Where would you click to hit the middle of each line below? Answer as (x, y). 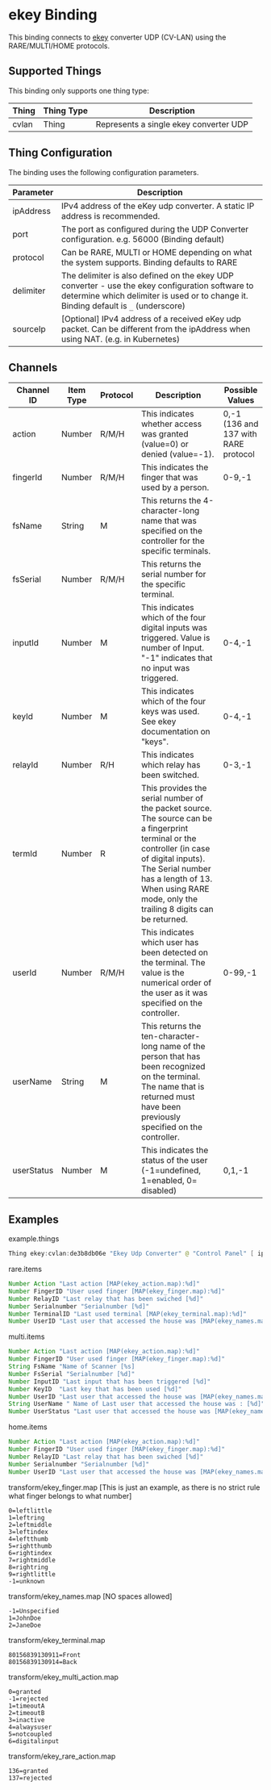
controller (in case (175, 849)
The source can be (176, 818)
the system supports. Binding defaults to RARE (149, 262)
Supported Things (55, 71)
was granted (165, 434)
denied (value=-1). (177, 454)
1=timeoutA (27, 1706)
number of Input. (173, 648)
